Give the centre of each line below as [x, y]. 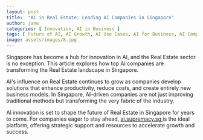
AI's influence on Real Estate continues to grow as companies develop [94, 81]
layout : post [23, 12]
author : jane [23, 23]
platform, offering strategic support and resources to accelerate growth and [101, 125]
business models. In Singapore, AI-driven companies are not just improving [100, 94]
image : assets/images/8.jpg [42, 40]
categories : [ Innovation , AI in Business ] [63, 29]
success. [18, 132]
